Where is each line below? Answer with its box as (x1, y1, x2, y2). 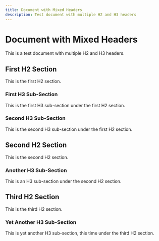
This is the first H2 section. (5, 78, 62, 85)
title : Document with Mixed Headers (5, 7, 82, 13)
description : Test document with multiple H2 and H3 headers (5, 12, 137, 17)
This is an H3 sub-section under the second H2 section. (5, 178, 122, 184)
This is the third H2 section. (5, 206, 63, 212)
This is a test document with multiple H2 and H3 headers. (5, 50, 125, 56)
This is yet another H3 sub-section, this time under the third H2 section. (5, 230, 154, 236)
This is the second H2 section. (5, 154, 69, 160)
